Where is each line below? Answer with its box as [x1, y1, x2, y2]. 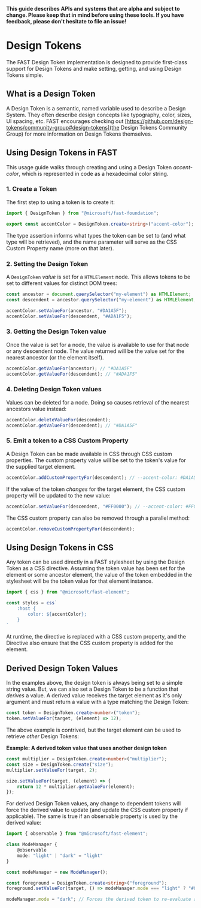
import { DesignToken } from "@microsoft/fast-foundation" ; [6, 210, 160, 216]
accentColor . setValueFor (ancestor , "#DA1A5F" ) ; [6, 307, 127, 314]
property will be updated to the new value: [6, 492, 111, 499]
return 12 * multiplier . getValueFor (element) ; [17, 783, 135, 790]
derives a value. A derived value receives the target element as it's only [6, 692, 182, 699]
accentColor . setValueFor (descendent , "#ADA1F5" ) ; [6, 313, 133, 319]
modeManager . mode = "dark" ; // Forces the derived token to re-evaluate [6, 897, 191, 903]
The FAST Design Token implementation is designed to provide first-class [6, 58, 187, 65]
